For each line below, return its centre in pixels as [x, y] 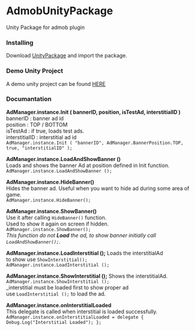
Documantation [29, 99]
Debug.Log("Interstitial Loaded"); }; [54, 322]
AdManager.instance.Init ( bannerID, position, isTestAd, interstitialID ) [93, 112]
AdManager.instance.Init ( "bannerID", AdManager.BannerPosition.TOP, [95, 143]
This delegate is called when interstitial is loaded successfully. [82, 311]
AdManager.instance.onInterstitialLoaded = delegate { [75, 317]
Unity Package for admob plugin [45, 27]
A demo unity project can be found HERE [56, 83]
